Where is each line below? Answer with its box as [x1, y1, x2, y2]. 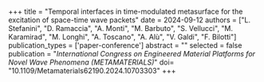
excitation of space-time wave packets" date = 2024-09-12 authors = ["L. [8, 15, 251, 25]
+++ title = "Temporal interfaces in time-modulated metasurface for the [8, 7, 243, 16]
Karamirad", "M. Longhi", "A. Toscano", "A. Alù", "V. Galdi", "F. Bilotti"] [8, 32, 237, 41]
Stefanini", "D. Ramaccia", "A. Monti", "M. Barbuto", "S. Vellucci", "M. [8, 24, 234, 33]
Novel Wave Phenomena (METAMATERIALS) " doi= [8, 57, 175, 67]
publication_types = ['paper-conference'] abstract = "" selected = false [8, 41, 242, 50]
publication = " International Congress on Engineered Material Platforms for [8, 49, 256, 58]
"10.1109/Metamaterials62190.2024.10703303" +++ [8, 66, 176, 75]
